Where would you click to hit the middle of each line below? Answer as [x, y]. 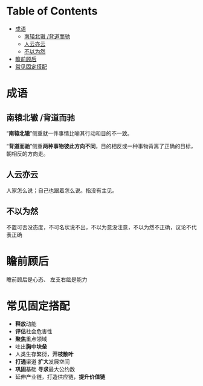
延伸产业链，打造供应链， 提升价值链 [60, 377]
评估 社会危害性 [34, 331]
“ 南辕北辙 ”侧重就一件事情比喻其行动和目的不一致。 [69, 133]
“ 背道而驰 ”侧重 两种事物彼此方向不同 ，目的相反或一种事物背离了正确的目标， [101, 146]
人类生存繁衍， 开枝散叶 [44, 354]
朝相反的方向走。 [27, 153]
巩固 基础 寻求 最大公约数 [45, 369]
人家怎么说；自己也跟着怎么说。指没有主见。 [62, 190]
